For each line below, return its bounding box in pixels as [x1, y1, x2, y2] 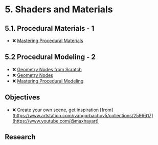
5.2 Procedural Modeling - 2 [5, 53, 96, 61]
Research [5, 133, 36, 141]
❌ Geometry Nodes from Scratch [12, 66, 82, 72]
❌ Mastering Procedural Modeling [12, 78, 84, 84]
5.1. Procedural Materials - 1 [5, 24, 95, 33]
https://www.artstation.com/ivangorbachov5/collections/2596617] [14, 112, 153, 118]
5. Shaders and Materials [5, 4, 113, 15]
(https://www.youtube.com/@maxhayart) [12, 118, 99, 124]
